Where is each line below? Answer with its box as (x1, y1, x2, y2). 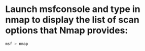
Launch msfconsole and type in (5, 3, 140, 15)
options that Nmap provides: (5, 25, 128, 36)
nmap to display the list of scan (5, 14, 139, 25)
